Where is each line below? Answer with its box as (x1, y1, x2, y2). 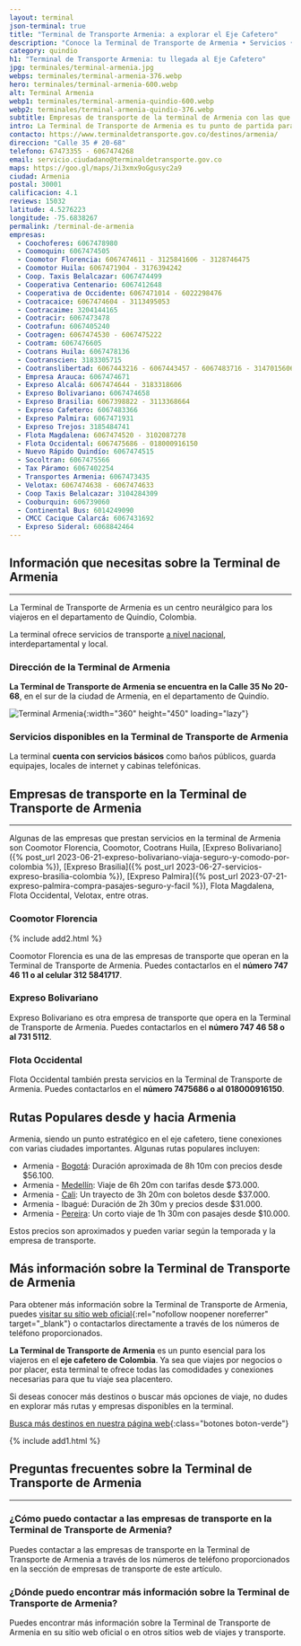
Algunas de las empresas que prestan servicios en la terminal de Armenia (9, 832, 281, 844)
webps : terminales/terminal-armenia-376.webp (9, 72, 182, 81)
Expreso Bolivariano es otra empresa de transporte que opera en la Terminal (9, 1012, 291, 1023)
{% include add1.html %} (9, 1435, 101, 1446)
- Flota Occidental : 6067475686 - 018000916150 (17, 439, 199, 448)
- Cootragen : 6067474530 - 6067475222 (17, 330, 163, 339)
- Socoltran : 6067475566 (17, 455, 110, 465)
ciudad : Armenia (9, 172, 70, 180)
